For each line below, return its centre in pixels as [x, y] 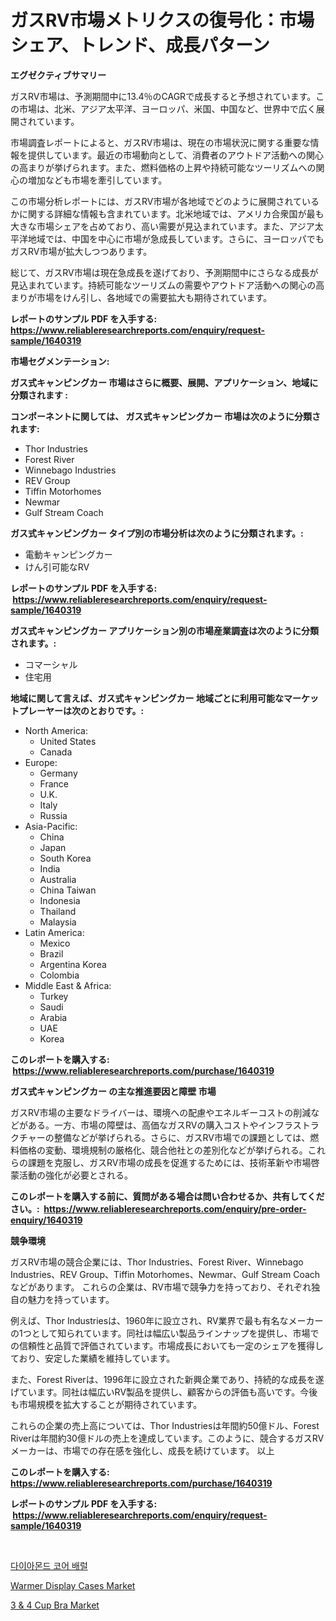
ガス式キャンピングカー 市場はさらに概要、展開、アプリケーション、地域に [164, 382]
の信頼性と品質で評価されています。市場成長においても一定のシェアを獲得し [167, 1345]
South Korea [65, 858]
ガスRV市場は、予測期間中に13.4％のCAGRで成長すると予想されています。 [163, 96]
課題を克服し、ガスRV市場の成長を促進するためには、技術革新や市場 [169, 1162]
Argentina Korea [73, 964]
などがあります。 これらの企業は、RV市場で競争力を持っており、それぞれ [161, 1287]
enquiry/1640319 [46, 1220]
